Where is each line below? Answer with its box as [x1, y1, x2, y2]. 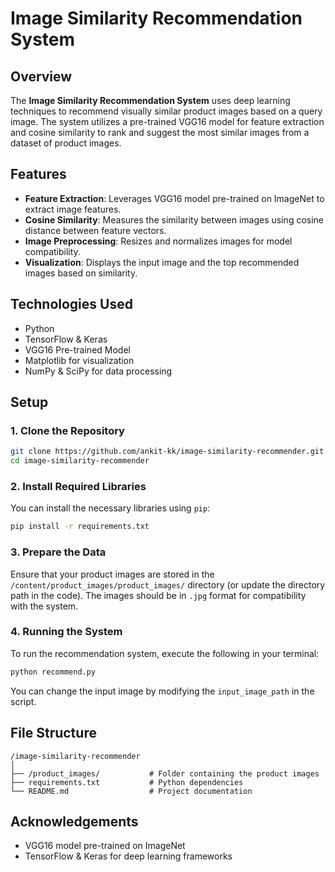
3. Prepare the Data [10, 545, 107, 559]
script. [10, 695, 37, 707]
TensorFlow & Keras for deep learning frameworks [24, 850, 233, 862]
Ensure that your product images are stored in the [10, 568, 215, 580]
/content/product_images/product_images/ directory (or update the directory [10, 578, 326, 591]
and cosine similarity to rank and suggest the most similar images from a [10, 127, 310, 138]
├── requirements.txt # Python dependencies [10, 777, 244, 787]
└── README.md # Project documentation [10, 786, 253, 796]
